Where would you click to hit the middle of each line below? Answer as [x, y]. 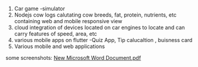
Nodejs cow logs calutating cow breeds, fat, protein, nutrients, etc [95, 15]
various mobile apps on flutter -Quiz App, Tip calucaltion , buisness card [103, 40]
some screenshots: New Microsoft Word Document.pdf [73, 58]
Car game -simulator [40, 9]
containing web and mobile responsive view [68, 21]
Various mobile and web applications [59, 46]
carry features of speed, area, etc [55, 34]
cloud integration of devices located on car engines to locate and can [100, 27]
